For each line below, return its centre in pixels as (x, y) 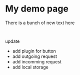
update (12, 41)
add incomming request (37, 61)
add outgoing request (35, 56)
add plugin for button (34, 51)
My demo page (37, 9)
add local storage (30, 67)
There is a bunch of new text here (40, 23)
